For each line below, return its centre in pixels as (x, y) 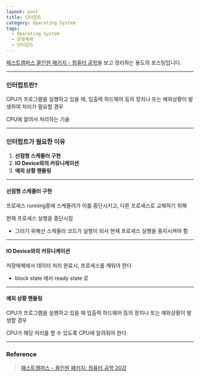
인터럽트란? (22, 85)
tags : (13, 28)
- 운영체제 (23, 39)
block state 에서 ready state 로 (51, 278)
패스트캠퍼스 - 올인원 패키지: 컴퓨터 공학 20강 (74, 368)
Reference (21, 354)
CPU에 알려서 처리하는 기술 (38, 119)
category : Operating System (41, 23)
